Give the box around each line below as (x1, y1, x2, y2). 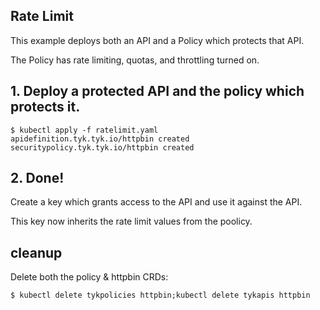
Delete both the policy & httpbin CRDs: (10, 271, 169, 283)
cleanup (10, 244, 63, 261)
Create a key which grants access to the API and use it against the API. (10, 196, 303, 208)
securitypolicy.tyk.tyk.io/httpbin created (10, 142, 195, 153)
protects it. (10, 99, 81, 116)
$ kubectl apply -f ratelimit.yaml (10, 125, 159, 135)
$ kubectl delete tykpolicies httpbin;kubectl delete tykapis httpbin (10, 290, 311, 301)
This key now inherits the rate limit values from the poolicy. (10, 215, 253, 228)
